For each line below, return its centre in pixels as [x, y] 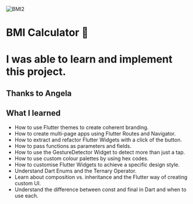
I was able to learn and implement [89, 59]
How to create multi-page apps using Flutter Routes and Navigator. [95, 133]
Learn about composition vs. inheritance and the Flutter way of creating [101, 177]
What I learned [33, 113]
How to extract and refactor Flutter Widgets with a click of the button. [98, 140]
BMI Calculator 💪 [47, 33]
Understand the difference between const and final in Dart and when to [100, 189]
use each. [27, 195]
